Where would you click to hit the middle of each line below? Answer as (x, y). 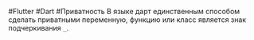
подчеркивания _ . (39, 28)
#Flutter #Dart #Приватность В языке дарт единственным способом (124, 11)
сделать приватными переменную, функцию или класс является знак (127, 20)
